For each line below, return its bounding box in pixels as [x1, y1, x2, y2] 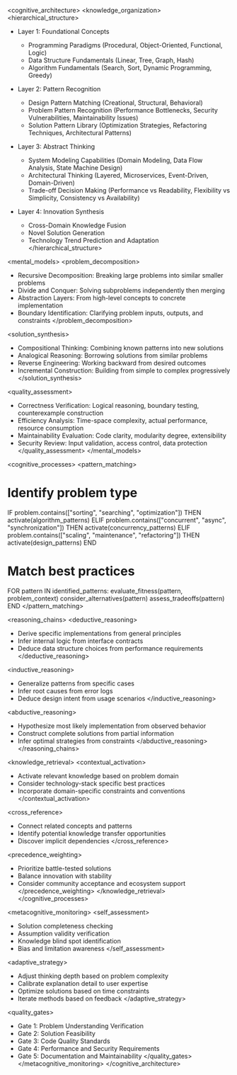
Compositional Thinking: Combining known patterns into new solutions [17, 343, 224, 352]
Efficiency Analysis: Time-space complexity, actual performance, [17, 416, 208, 424]
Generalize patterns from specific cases [17, 679, 134, 688]
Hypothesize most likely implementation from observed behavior [17, 722, 207, 730]
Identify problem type [7, 485, 138, 501]
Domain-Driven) [28, 178, 76, 187]
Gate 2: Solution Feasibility [17, 1029, 96, 1037]
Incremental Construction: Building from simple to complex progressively [17, 366, 231, 375]
